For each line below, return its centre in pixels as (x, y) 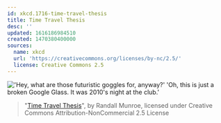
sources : (20, 46)
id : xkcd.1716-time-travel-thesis (57, 13)
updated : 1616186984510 (42, 33)
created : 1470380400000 (42, 39)
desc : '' (20, 26)
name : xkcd (29, 53)
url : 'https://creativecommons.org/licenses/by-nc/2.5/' (98, 59)
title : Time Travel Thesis (46, 20)
